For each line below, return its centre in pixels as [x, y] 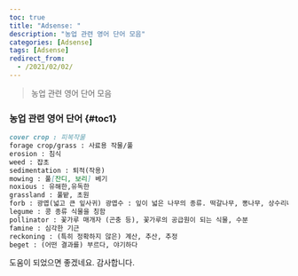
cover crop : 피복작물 [47, 138]
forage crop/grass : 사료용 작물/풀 [71, 146]
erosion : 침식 [35, 154]
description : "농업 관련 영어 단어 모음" [78, 34]
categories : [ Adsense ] [51, 42]
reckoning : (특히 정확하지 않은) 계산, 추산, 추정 [94, 236]
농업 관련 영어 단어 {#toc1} [63, 118]
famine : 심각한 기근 [44, 228]
